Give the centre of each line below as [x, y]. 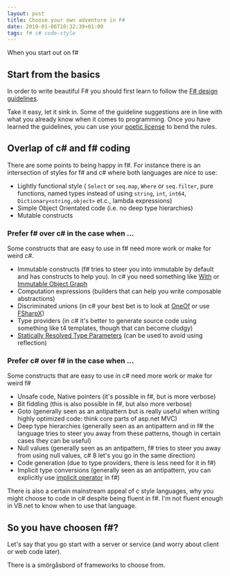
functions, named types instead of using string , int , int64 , [102, 193]
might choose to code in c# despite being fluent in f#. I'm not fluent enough [115, 498]
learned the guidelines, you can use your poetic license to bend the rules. [112, 127]
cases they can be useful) [54, 441]
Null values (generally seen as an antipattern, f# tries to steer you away [119, 448]
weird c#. [21, 256]
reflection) [32, 343]
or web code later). [34, 552]
